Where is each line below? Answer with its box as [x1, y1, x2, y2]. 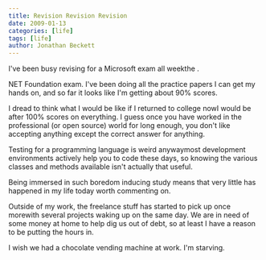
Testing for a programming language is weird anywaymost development [8, 145, 247, 155]
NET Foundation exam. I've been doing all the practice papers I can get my [8, 80, 256, 89]
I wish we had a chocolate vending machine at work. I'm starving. [8, 243, 225, 253]
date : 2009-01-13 [8, 19, 67, 27]
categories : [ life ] [8, 27, 74, 35]
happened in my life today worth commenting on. [8, 186, 171, 196]
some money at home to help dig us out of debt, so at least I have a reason [8, 219, 256, 229]
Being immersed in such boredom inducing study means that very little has [8, 178, 256, 188]
